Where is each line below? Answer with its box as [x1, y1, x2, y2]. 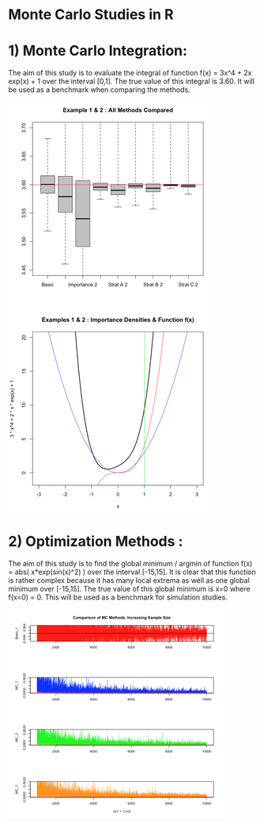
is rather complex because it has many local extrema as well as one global [8, 576, 251, 585]
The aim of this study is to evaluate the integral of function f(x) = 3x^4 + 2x [8, 68, 252, 78]
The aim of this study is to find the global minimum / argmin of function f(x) [8, 559, 253, 569]
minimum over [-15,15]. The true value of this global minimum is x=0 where [8, 584, 251, 594]
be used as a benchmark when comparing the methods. [8, 85, 191, 94]
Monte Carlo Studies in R [8, 6, 174, 24]
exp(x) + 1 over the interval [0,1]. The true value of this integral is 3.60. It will [8, 77, 255, 86]
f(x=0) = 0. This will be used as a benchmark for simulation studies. [8, 592, 228, 602]
